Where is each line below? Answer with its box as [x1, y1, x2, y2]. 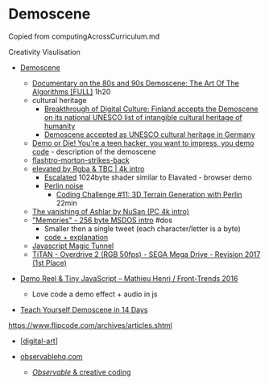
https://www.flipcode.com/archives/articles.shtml [8, 320, 173, 330]
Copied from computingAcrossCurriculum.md [8, 31, 160, 41]
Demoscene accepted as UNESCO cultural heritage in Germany [43, 130, 255, 139]
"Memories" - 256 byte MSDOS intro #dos [31, 215, 173, 225]
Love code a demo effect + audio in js [31, 289, 158, 299]
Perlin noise [43, 180, 84, 190]
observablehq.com [19, 351, 83, 361]
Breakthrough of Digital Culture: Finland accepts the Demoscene [43, 104, 259, 114]
